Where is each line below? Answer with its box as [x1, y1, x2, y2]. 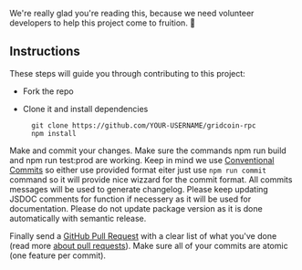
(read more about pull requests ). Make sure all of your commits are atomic [9, 240, 289, 251]
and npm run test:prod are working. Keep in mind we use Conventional [9, 154, 275, 165]
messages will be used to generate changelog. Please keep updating [9, 183, 269, 194]
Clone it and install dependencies [22, 103, 149, 114]
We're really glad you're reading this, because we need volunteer [9, 8, 255, 18]
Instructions [9, 44, 80, 59]
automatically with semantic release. [9, 213, 147, 223]
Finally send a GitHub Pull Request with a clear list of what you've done [9, 230, 277, 241]
